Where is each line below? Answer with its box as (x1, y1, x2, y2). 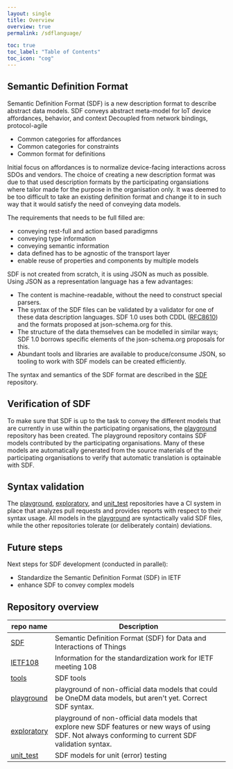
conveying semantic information (17, 241, 110, 250)
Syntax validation (7, 481, 85, 493)
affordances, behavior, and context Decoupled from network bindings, (7, 114, 208, 122)
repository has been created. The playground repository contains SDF (7, 431, 207, 440)
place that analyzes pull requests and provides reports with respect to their (7, 506, 222, 515)
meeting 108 (54, 661, 97, 671)
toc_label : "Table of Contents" (7, 49, 101, 56)
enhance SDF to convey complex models (17, 581, 135, 589)
